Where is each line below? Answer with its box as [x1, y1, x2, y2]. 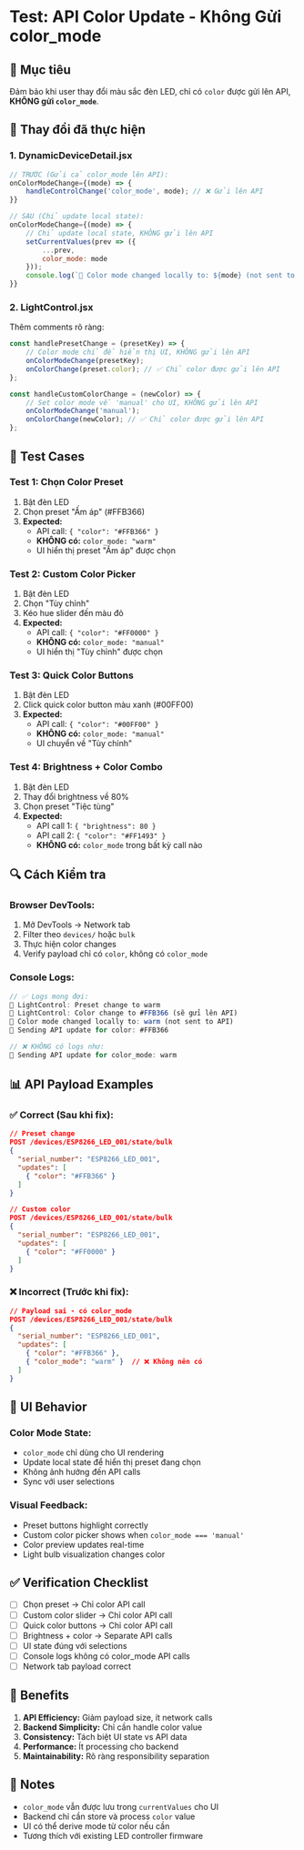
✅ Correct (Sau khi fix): [9, 1108, 114, 1121]
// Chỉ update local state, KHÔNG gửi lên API [25, 228, 214, 238]
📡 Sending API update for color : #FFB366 [9, 1026, 169, 1035]
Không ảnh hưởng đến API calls [22, 1467, 141, 1478]
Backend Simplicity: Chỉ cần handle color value [22, 1722, 203, 1733]
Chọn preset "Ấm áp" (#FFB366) [22, 506, 146, 517]
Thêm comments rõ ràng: [9, 321, 105, 333]
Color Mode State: [9, 1426, 92, 1439]
